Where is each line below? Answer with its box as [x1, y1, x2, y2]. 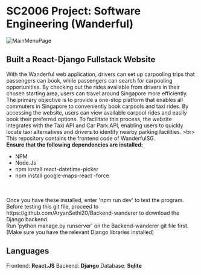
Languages [6, 246, 49, 256]
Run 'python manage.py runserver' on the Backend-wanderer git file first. [6, 222, 189, 229]
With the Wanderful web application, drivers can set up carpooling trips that [6, 71, 195, 78]
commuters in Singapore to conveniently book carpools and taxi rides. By [6, 103, 189, 110]
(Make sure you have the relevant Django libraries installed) [6, 228, 155, 236]
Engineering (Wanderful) [6, 17, 134, 31]
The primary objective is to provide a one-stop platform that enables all [6, 96, 183, 103]
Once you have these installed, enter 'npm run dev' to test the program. [6, 196, 184, 203]
